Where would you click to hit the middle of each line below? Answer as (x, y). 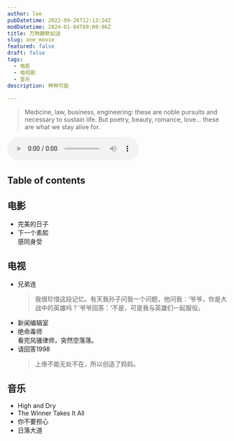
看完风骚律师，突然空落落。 (57, 341)
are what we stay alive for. (62, 127)
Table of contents (46, 180)
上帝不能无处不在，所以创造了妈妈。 (87, 364)
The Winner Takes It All (51, 413)
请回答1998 (34, 349)
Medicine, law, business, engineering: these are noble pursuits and (121, 112)
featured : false (31, 46)
